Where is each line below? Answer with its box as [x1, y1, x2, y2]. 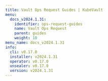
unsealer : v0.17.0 [10, 63, 49, 68]
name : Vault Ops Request [14, 26, 67, 31]
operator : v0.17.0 [10, 59, 49, 64]
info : [5, 45, 17, 50]
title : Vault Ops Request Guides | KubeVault [5, 7, 103, 13]
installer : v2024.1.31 [10, 54, 58, 59]
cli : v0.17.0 [10, 49, 38, 54]
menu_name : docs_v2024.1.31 [5, 40, 65, 45]
